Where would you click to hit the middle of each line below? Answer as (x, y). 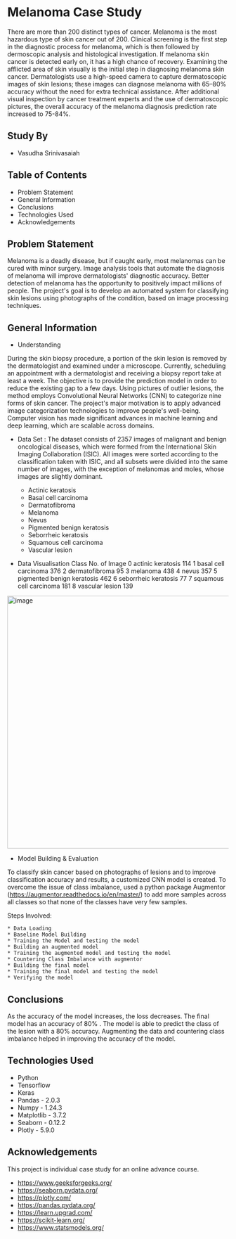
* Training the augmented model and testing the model (89, 954)
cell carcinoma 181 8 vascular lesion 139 (75, 586)
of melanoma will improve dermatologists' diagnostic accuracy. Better (108, 276)
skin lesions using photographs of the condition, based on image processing (118, 298)
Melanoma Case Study (75, 12)
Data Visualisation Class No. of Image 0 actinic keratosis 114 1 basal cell (121, 564)
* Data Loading (29, 929)
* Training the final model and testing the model (83, 972)
